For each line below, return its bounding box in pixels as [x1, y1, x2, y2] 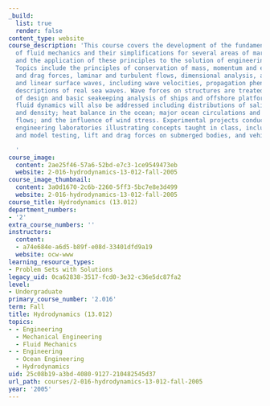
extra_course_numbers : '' [8, 220, 95, 229]
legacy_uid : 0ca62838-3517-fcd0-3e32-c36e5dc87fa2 [8, 273, 182, 281]
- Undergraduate [8, 288, 63, 296]
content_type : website [8, 34, 84, 43]
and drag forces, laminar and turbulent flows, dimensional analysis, [15, 72, 257, 80]
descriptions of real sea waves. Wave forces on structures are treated [15, 86, 264, 95]
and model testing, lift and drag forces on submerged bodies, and [15, 131, 247, 139]
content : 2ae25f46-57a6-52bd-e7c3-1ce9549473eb [15, 161, 178, 169]
